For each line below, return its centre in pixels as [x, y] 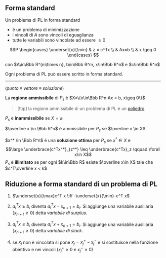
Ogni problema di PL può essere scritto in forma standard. [64, 74]
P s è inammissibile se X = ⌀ [34, 119]
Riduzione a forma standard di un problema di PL [81, 184]
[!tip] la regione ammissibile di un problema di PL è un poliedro [81, 109]
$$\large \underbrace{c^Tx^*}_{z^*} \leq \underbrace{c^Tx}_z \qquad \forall [83, 149]
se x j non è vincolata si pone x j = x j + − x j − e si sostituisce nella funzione [85, 242]
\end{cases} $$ [83, 55]
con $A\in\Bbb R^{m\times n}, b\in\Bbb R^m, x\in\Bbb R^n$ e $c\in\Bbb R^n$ [83, 64]
